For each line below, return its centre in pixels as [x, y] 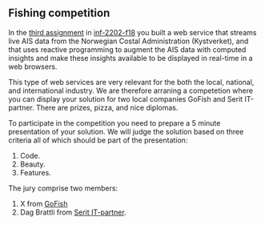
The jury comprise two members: [63, 188]
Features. [36, 172]
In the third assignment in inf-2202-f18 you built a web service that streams [132, 32]
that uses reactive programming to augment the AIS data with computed [127, 49]
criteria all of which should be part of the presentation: [98, 140]
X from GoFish [44, 203]
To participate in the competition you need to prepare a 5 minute [114, 123]
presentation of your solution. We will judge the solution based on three [126, 131]
